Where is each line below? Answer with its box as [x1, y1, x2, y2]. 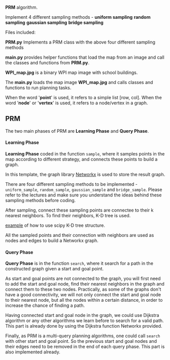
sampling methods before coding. [5, 197, 76, 204]
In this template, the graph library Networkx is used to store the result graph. [5, 172, 165, 178]
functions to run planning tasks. [5, 85, 72, 91]
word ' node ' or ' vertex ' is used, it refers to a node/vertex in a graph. [5, 100, 148, 106]
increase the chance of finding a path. [5, 302, 85, 308]
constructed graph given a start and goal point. [5, 266, 104, 272]
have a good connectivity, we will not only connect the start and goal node [5, 292, 161, 298]
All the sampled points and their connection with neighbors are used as [5, 232, 154, 238]
